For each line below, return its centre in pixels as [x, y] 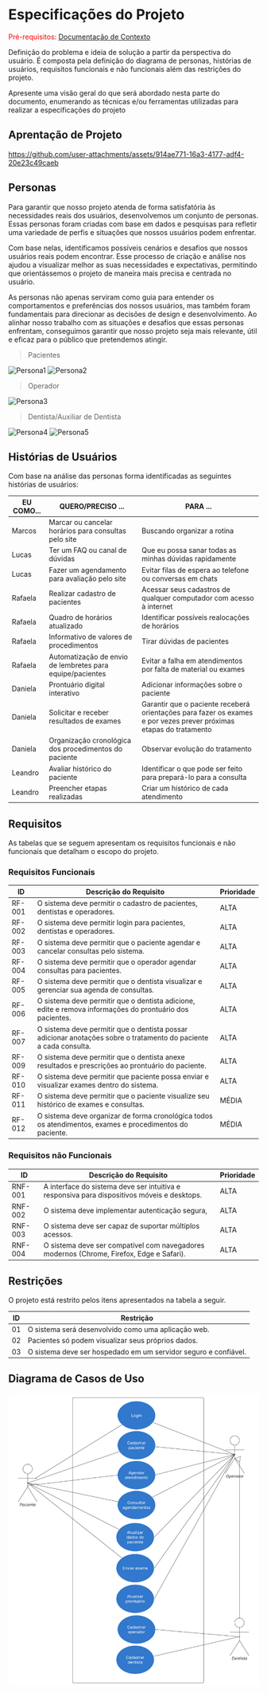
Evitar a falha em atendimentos [192, 661]
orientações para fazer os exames [197, 713]
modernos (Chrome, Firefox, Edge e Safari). [115, 1254]
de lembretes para [79, 665]
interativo [64, 693]
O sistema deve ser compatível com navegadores [124, 1245]
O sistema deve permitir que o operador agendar [117, 962]
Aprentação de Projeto [65, 135]
